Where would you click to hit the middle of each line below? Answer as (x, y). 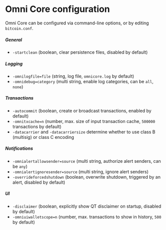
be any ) (20, 166)
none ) (18, 87)
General (14, 40)
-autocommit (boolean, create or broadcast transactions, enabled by (82, 111)
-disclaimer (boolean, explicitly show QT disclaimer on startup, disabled (87, 206)
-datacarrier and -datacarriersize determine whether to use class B (84, 132)
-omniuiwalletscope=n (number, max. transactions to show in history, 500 (87, 217)
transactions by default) (37, 126)
